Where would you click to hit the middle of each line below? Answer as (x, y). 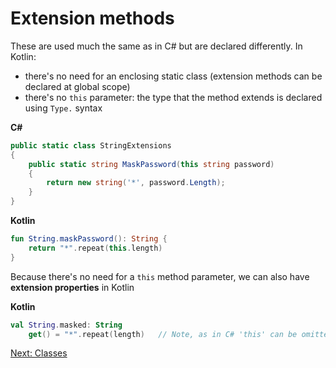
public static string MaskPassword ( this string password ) (151, 164)
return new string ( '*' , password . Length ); (136, 183)
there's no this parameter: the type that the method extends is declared (173, 97)
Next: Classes (39, 353)
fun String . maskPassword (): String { (89, 239)
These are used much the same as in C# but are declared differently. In (156, 46)
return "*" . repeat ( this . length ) (95, 248)
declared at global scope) (77, 86)
